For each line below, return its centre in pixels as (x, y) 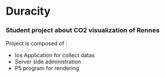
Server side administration (48, 62)
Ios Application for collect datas (55, 55)
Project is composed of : (37, 43)
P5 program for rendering (47, 68)
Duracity (28, 11)
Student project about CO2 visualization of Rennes (83, 30)
